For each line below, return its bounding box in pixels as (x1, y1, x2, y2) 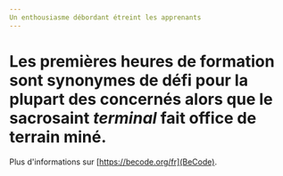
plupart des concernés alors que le (9, 89, 273, 109)
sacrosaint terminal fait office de (9, 108, 257, 128)
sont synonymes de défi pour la (9, 70, 248, 90)
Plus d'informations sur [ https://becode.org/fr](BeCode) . (9, 156, 217, 167)
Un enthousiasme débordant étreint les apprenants (9, 12, 202, 22)
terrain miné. (9, 126, 107, 147)
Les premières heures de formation (9, 51, 275, 71)
